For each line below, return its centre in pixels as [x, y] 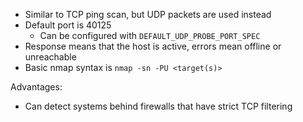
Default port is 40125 [68, 25]
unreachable [50, 57]
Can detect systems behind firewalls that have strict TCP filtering [158, 106]
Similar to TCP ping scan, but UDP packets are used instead [148, 14]
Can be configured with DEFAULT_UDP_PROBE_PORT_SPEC [150, 35]
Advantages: [36, 87]
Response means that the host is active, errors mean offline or [153, 46]
